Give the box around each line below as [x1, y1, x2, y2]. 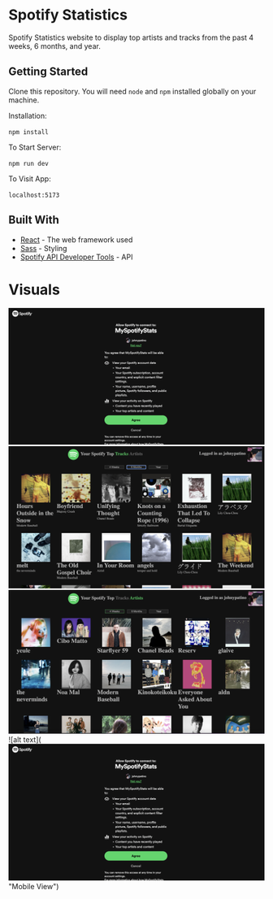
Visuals [8, 280, 61, 298]
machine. [8, 95, 40, 105]
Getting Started [8, 65, 89, 79]
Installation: [8, 111, 47, 120]
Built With [8, 213, 59, 227]
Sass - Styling [19, 243, 67, 253]
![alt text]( [8, 734, 42, 745]
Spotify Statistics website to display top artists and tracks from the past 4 [8, 33, 254, 42]
